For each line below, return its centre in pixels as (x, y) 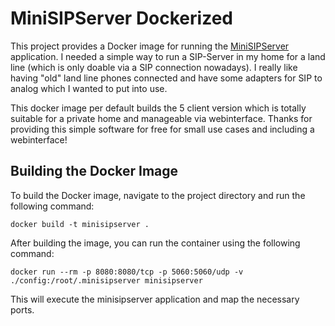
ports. (22, 309)
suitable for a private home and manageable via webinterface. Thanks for (161, 118)
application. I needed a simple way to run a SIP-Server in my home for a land (168, 56)
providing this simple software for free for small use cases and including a (162, 129)
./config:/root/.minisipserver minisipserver (106, 280)
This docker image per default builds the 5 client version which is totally (158, 108)
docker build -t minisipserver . (80, 224)
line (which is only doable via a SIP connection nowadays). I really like (154, 67)
